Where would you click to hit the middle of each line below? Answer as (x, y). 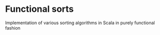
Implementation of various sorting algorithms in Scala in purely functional (80, 23)
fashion (13, 28)
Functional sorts (40, 9)
